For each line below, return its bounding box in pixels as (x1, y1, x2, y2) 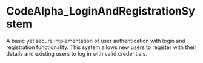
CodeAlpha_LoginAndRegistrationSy (6, 4, 195, 18)
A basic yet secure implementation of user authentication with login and (6, 37, 186, 44)
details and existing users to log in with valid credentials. (6, 50, 147, 57)
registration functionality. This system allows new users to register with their (6, 44, 197, 51)
